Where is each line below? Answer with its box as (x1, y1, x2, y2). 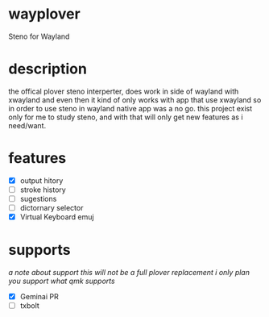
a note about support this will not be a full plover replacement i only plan (8, 268, 250, 277)
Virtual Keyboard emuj (19, 212, 94, 222)
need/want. (8, 120, 47, 130)
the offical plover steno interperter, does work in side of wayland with (8, 86, 239, 96)
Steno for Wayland (8, 31, 70, 41)
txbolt (19, 301, 40, 311)
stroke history (19, 185, 66, 194)
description (8, 60, 87, 78)
